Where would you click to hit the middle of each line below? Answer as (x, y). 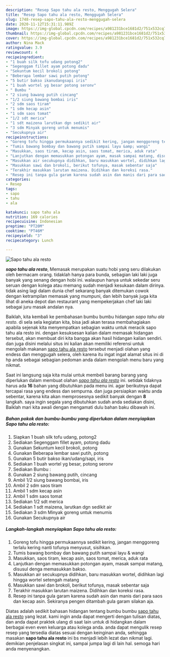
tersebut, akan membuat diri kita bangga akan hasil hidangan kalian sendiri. (84, 338)
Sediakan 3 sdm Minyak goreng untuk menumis (63, 512)
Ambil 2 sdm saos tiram (37, 485)
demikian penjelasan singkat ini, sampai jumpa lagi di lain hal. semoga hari (83, 643)
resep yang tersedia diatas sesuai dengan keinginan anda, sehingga (76, 632)
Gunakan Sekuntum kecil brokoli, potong (55, 448)
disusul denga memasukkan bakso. (50, 569)
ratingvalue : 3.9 (24, 48)
